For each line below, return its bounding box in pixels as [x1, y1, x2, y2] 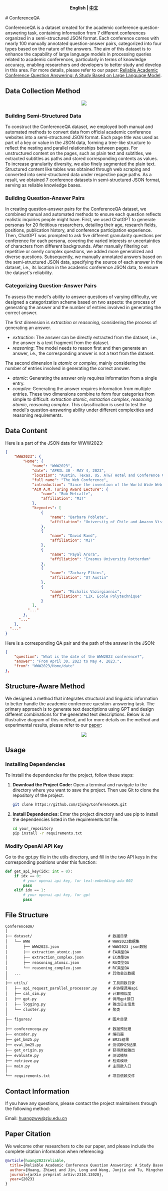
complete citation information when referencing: [5, 1148, 104, 1154]
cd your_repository [12, 826, 53, 831]
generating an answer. [5, 325, 51, 331]
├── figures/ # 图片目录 [5, 1017, 128, 1022]
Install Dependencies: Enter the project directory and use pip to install [12, 811, 158, 817]
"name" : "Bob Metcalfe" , [40, 491, 93, 497]
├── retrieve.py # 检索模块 [5, 1058, 128, 1063]
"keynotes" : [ [31, 505, 61, 511]
